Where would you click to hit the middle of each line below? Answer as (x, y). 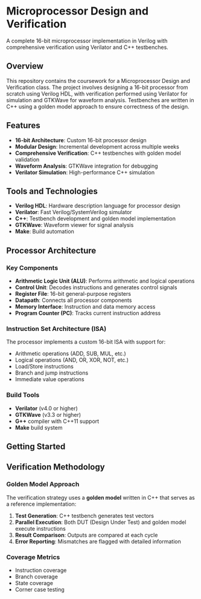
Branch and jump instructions (52, 373)
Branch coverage (37, 577)
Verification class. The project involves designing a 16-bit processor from (97, 87)
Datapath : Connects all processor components (73, 300)
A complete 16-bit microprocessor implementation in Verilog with (87, 41)
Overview (25, 66)
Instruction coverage (41, 571)
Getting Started (36, 447)
